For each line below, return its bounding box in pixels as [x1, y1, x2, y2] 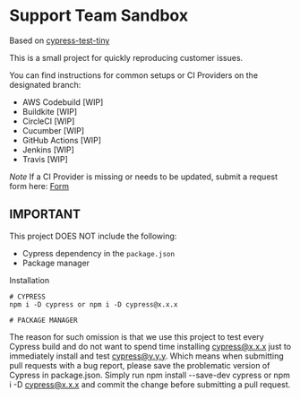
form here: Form [9, 180, 70, 191]
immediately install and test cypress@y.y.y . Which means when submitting [9, 351, 284, 361]
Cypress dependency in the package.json [21, 247, 176, 258]
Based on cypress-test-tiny [9, 35, 110, 46]
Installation [9, 274, 50, 285]
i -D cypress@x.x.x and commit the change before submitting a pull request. [9, 378, 291, 390]
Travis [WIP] [21, 153, 69, 164]
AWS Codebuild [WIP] [21, 96, 104, 108]
